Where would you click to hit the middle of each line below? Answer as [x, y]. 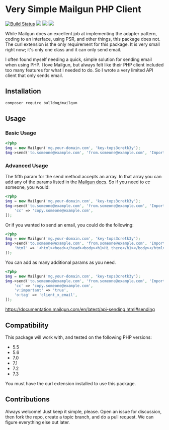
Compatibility [27, 325]
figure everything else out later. [38, 422]
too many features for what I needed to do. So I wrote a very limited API [79, 70]
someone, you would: [28, 187]
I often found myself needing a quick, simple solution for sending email [79, 59]
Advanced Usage [27, 166]
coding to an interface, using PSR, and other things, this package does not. [83, 39]
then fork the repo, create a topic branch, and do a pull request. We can [79, 417]
